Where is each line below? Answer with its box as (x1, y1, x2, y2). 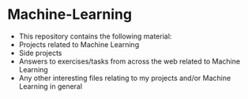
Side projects (18, 48, 62, 57)
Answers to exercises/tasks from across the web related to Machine (18, 57, 241, 66)
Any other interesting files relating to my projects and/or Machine (18, 73, 231, 82)
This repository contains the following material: (18, 31, 172, 41)
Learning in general (18, 81, 83, 91)
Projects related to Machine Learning (18, 39, 140, 49)
